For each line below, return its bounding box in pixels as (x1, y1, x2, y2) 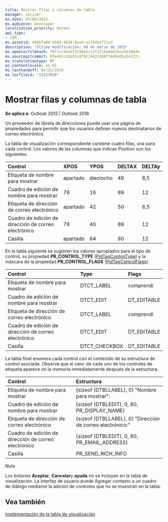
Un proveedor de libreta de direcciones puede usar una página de (5, 120, 141, 126)
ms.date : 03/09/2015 (5, 16, 48, 21)
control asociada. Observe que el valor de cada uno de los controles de (5, 360, 152, 366)
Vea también (5, 498, 45, 506)
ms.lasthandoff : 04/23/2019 (5, 68, 64, 73)
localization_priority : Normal (5, 26, 70, 31)
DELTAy (141, 163, 160, 170)
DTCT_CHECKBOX (79, 342, 123, 349)
